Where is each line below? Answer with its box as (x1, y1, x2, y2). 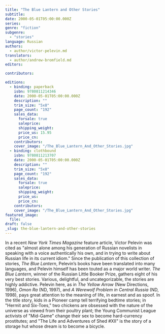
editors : (5, 62, 23, 67)
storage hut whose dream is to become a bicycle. (5, 323, 105, 329)
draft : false (5, 222, 32, 227)
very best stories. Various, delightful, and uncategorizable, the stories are (5, 276, 154, 282)
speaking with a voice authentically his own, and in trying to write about (5, 250, 151, 256)
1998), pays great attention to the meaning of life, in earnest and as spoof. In (5, 292, 160, 298)
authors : (5, 44, 23, 49)
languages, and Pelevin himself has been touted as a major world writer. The (5, 266, 161, 272)
